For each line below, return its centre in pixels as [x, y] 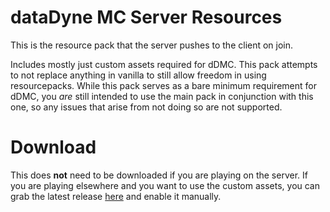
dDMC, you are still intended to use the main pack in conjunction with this [162, 96]
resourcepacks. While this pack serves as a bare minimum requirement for [163, 85]
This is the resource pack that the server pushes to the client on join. [152, 45]
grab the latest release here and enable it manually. [116, 196]
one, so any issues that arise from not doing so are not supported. [146, 107]
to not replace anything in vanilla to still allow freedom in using [138, 75]
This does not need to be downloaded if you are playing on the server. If [159, 175]
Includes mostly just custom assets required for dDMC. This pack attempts [164, 64]
